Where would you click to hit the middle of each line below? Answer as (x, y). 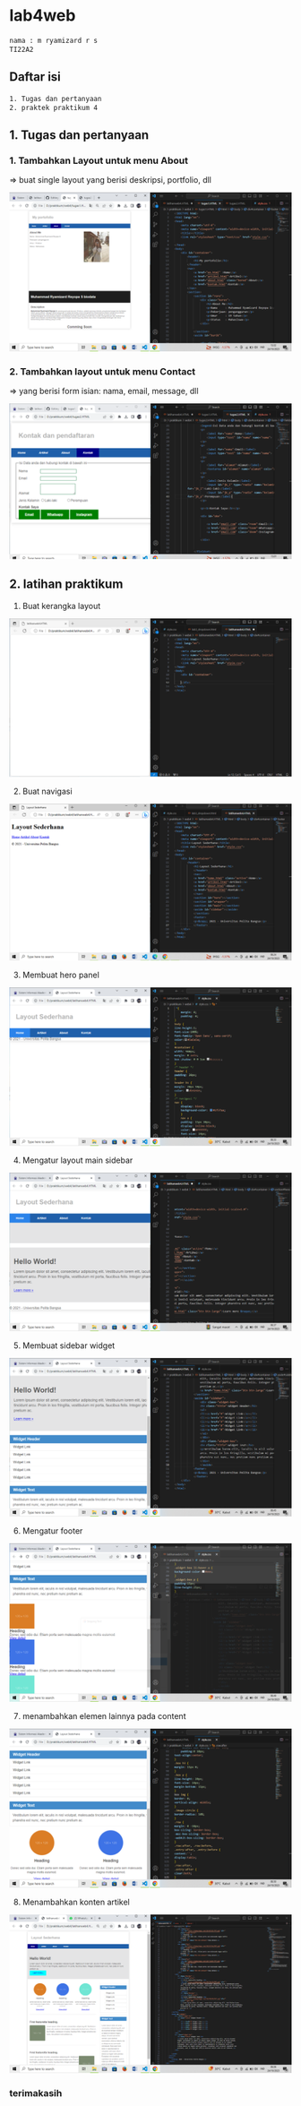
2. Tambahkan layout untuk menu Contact (103, 371)
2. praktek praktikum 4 (54, 107)
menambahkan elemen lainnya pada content (104, 1716)
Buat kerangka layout (61, 606)
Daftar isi (35, 77)
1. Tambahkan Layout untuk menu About (99, 160)
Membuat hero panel (61, 975)
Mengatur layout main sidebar (77, 1160)
